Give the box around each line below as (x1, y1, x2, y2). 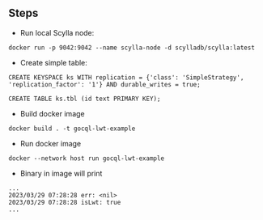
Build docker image (19, 108, 85, 118)
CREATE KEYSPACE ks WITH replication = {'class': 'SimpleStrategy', (8, 73, 244, 82)
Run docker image (19, 138, 82, 148)
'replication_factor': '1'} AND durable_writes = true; (8, 80, 201, 88)
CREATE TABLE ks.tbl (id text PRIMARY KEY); (8, 95, 161, 103)
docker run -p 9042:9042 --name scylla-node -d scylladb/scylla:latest (8, 44, 255, 52)
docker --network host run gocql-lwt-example (8, 154, 164, 163)
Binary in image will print (19, 168, 103, 178)
